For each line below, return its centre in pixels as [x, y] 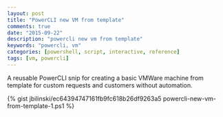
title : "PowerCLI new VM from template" [66, 20]
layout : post [26, 13]
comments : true [29, 26]
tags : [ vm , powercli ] [38, 58]
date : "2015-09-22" [35, 33]
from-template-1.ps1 [36, 106]
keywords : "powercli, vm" [44, 45]
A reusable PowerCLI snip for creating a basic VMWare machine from [106, 78]
